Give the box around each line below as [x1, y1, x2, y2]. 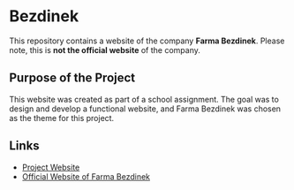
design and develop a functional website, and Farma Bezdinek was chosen [9, 103, 281, 114]
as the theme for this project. [9, 112, 115, 123]
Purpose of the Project [9, 71, 136, 86]
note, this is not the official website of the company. [9, 44, 200, 55]
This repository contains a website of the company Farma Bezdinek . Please [9, 35, 285, 46]
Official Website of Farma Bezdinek [21, 171, 151, 182]
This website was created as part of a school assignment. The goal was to [9, 94, 280, 104]
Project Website [21, 162, 80, 172]
